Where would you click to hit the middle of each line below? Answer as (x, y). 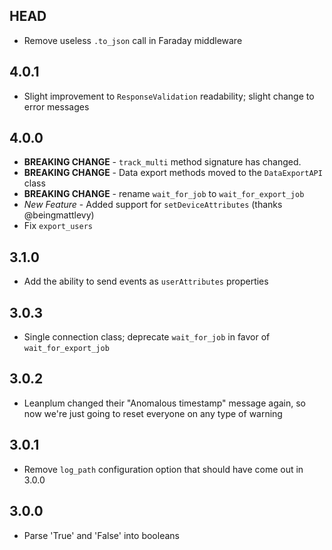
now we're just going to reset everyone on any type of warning (153, 413)
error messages (56, 106)
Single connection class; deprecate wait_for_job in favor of (147, 337)
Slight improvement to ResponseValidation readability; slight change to (169, 96)
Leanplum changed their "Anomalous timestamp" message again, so (164, 403)
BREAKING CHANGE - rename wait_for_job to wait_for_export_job (164, 194)
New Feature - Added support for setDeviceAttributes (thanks (153, 205)
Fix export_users (58, 226)
